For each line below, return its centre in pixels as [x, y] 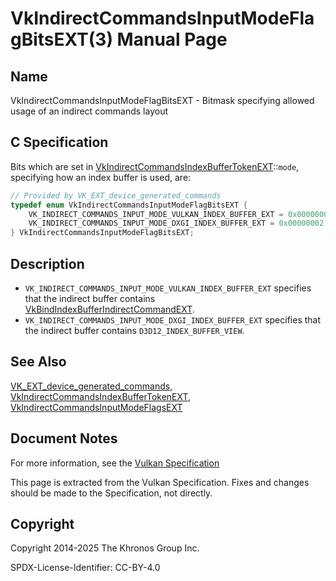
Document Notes [64, 438]
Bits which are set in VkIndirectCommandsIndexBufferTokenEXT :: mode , [155, 166]
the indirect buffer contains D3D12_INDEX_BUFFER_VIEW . [134, 330]
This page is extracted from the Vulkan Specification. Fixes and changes [160, 482]
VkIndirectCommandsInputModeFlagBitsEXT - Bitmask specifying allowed [162, 100]
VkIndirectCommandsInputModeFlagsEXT [96, 407]
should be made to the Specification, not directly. [111, 493]
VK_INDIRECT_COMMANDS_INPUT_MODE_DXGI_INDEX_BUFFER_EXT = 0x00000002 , [178, 223]
